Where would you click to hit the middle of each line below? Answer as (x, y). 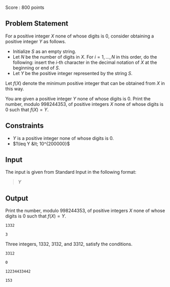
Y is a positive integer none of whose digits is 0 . (63, 138)
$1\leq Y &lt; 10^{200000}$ (41, 143)
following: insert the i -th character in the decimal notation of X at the (85, 62)
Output (17, 198)
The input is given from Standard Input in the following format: (71, 172)
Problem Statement (37, 23)
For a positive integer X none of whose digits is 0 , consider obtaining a (80, 36)
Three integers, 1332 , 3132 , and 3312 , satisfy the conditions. (69, 244)
